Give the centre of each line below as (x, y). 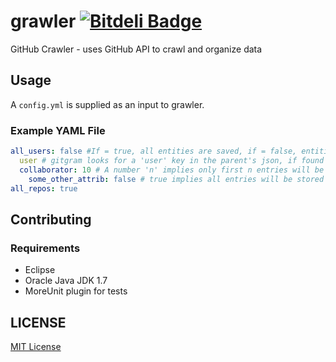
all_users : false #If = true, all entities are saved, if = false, (154, 151)
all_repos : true (44, 188)
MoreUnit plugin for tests (76, 291)
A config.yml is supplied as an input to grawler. (107, 104)
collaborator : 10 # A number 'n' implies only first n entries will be (172, 170)
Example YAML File (58, 130)
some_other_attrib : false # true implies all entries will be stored (176, 179)
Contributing (51, 219)
